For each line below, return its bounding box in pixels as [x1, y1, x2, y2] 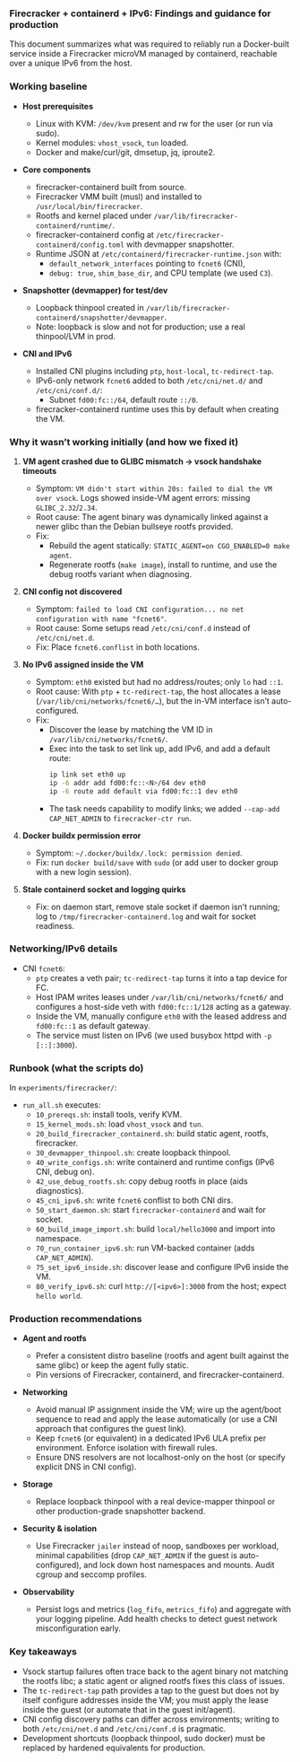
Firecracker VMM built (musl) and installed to [35, 191, 202, 202]
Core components [21, 164, 91, 175]
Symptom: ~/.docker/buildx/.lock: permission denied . [35, 847, 243, 858]
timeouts [21, 465, 57, 476]
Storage [21, 1479, 54, 1490]
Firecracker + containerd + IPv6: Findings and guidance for [9, 7, 271, 20]
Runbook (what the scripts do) [9, 1062, 144, 1074]
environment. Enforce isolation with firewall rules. [35, 1442, 218, 1453]
